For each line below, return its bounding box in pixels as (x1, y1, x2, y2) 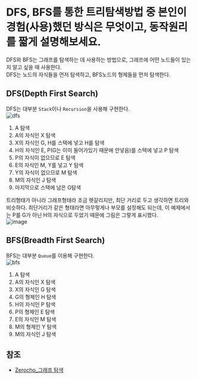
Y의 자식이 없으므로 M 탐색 (14, 169, 77, 176)
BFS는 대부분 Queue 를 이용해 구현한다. (6, 251, 95, 259)
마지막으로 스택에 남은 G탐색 (14, 184, 82, 191)
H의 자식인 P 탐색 (14, 300, 56, 307)
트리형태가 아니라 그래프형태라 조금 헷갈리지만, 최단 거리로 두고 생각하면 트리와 (6, 196, 189, 203)
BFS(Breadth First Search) (6, 235, 105, 246)
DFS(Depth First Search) (6, 89, 98, 99)
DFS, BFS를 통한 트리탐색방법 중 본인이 (6, 5, 187, 19)
